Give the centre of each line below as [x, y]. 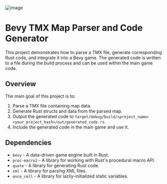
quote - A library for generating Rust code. [56, 165]
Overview [21, 84]
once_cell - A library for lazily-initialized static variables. [70, 176]
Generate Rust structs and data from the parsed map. [67, 111]
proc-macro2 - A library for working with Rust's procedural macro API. [84, 160]
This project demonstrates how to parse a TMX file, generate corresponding [84, 52]
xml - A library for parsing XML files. [49, 170]
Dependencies [28, 143]
